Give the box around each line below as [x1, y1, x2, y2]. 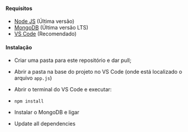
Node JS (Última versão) [14, 18, 75, 25]
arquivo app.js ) [14, 74, 52, 82]
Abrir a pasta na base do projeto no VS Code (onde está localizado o [14, 68, 182, 75]
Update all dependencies [14, 120, 76, 127]
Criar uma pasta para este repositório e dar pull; [14, 57, 132, 64]
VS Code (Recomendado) [14, 30, 77, 38]
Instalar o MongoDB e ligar [14, 109, 79, 116]
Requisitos [5, 5, 33, 12]
